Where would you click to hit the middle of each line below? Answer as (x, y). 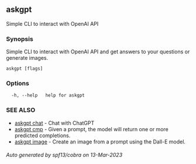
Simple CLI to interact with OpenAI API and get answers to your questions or (98, 52)
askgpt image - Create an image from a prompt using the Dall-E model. (100, 141)
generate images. (27, 58)
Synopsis (20, 39)
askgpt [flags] (25, 69)
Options (18, 83)
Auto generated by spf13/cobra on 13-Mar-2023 (64, 155)
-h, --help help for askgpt (48, 95)
